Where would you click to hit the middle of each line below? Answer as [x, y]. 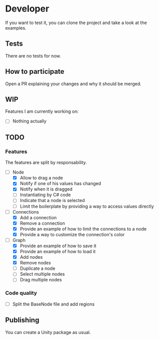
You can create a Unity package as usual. [48, 332]
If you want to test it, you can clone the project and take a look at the [76, 23]
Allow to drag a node [41, 178]
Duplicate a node [38, 268]
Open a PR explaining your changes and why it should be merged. [73, 84]
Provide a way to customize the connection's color [72, 234]
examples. [16, 28]
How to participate [35, 71]
